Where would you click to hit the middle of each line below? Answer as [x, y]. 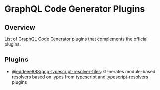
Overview [20, 27]
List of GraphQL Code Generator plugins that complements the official [76, 39]
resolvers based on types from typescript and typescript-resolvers [80, 77]
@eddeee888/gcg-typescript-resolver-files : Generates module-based [83, 71]
